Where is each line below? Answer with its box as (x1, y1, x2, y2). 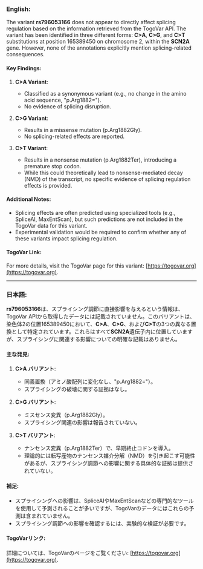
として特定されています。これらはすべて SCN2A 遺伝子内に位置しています (11, 328, 193, 335)
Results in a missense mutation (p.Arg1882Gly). (24, 126, 142, 133)
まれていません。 (31, 512, 74, 519)
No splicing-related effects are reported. (24, 133, 125, 140)
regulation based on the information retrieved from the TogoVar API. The (6, 25, 187, 32)
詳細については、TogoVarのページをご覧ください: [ (6, 549, 132, 556)
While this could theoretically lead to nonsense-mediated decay (24, 169, 183, 176)
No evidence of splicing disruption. (24, 102, 112, 110)
